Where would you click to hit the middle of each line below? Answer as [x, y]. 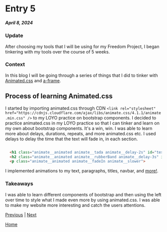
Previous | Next [21, 215]
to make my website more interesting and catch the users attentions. [75, 205]
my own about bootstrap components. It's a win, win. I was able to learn [79, 128]
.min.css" [15, 118]
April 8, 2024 [19, 22]
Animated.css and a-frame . [33, 80]
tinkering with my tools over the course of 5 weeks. [58, 52]
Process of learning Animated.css [59, 96]
